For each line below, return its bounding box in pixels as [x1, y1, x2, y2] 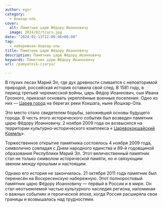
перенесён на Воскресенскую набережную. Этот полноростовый [5, 176, 143, 182]
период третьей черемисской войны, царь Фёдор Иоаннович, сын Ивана [5, 90, 159, 96]
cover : [5, 21, 19, 26]
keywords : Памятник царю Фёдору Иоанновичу [5, 57, 95, 62]
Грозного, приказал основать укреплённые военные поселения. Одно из [5, 95, 158, 101]
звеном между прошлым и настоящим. [5, 161, 87, 167]
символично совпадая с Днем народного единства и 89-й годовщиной [5, 145, 154, 151]
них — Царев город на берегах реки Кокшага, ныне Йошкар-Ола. [5, 100, 143, 106]
